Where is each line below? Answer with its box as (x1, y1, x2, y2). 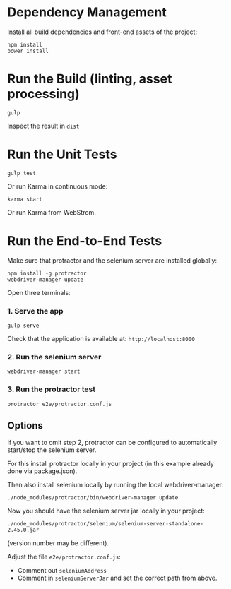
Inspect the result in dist (7, 121, 80, 130)
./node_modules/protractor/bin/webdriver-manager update (7, 494, 179, 501)
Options (7, 420, 44, 432)
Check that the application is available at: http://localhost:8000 (7, 335, 196, 343)
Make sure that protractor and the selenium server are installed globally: (7, 256, 218, 265)
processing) (7, 86, 80, 102)
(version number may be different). (7, 539, 109, 547)
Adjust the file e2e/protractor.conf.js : (7, 552, 122, 561)
